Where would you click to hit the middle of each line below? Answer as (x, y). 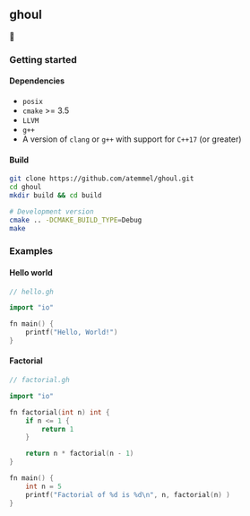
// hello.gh (31, 292)
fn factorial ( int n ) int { (60, 412)
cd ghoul (26, 188)
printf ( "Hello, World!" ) (72, 332)
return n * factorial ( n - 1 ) (80, 454)
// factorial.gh (39, 380)
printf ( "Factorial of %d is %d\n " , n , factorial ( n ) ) (128, 494)
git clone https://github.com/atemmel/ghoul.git (102, 179)
